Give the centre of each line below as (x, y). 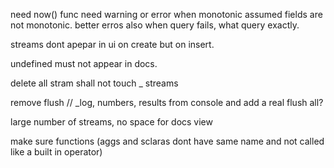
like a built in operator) (56, 152)
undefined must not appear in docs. (84, 63)
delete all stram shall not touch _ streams (94, 83)
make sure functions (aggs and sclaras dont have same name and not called (167, 141)
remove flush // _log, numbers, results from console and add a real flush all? (167, 102)
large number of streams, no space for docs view (111, 122)
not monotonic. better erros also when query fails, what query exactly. (155, 25)
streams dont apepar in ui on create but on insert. (112, 44)
